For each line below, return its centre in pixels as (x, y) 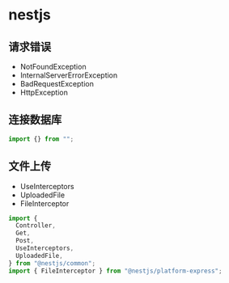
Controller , (36, 226)
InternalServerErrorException (69, 75)
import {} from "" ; (41, 139)
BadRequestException (57, 84)
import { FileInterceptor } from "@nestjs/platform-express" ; (115, 271)
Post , (25, 241)
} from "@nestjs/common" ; (52, 263)
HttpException (44, 92)
